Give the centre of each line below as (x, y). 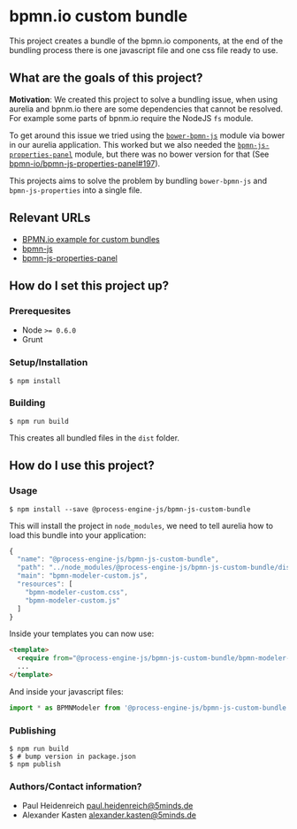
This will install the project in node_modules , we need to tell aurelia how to (141, 526)
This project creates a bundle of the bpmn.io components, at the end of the (146, 41)
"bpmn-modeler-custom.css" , (76, 592)
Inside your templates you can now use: (82, 633)
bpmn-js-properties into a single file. (76, 190)
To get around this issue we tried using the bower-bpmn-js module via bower (147, 135)
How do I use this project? (82, 466)
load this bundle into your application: (78, 535)
